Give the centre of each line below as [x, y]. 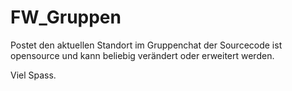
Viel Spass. [33, 75]
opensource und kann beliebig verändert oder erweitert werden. [142, 55]
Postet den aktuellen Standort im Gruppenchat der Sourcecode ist [146, 45]
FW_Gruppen [66, 17]
